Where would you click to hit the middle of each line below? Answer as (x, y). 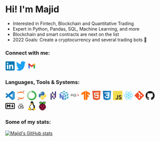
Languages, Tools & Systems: (42, 82)
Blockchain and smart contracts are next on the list (66, 34)
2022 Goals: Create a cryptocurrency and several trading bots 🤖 (80, 40)
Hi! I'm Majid (32, 9)
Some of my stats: (28, 122)
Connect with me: (28, 53)
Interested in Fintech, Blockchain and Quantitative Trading (73, 23)
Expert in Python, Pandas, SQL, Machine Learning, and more (76, 29)
